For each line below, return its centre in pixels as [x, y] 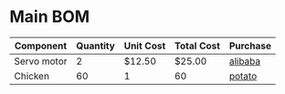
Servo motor [41, 61]
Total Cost [198, 46]
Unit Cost [145, 46]
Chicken [32, 76]
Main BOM [50, 17]
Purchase [250, 46]
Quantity [96, 46]
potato [243, 76]
